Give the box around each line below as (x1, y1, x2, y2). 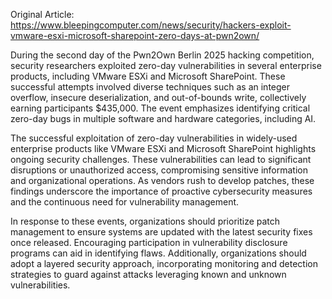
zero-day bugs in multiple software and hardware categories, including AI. (10, 113, 317, 124)
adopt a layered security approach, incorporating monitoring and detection (10, 258, 318, 269)
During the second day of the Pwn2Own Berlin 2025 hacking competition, (10, 49, 315, 61)
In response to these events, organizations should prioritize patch (10, 215, 281, 227)
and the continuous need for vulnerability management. (10, 196, 240, 208)
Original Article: (10, 9, 75, 20)
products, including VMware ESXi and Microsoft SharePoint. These (10, 70, 286, 82)
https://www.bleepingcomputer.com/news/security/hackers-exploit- (10, 19, 292, 31)
